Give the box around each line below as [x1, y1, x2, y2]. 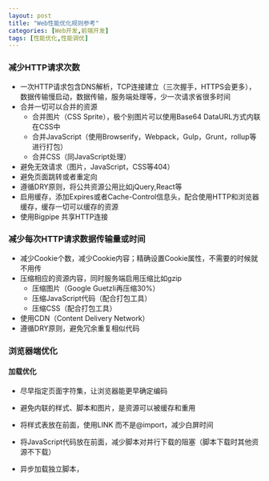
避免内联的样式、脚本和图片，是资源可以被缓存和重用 [19, 403, 196, 412]
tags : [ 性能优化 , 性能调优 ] [8, 34, 89, 42]
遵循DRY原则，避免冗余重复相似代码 [19, 323, 140, 333]
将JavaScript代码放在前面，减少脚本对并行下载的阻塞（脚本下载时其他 [19, 437, 252, 447]
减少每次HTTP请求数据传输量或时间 [8, 234, 146, 245]
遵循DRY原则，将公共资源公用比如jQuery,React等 [19, 182, 183, 191]
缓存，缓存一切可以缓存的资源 [19, 202, 118, 211]
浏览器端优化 [8, 345, 58, 356]
